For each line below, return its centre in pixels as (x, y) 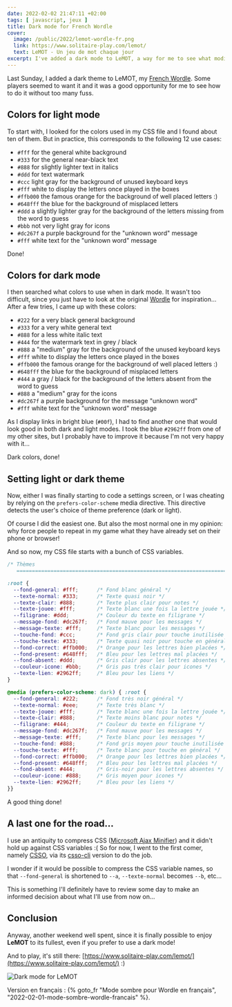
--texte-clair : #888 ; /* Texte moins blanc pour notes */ (108, 718)
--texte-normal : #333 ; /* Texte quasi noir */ (89, 596)
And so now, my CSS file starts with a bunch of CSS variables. (96, 552)
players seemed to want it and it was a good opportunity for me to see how (114, 85)
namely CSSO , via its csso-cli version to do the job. (80, 855)
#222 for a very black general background (76, 320)
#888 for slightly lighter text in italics (68, 167)
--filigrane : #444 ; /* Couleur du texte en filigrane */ (109, 724)
